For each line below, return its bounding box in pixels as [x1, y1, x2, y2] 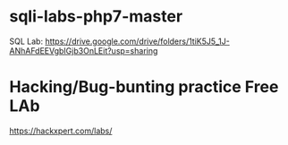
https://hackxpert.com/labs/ [9, 125, 113, 136]
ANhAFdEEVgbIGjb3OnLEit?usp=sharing [9, 45, 158, 55]
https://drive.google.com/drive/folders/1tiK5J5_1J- [44, 36, 230, 47]
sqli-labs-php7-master [9, 6, 183, 27]
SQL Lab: [9, 36, 43, 47]
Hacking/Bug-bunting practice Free [9, 77, 279, 98]
